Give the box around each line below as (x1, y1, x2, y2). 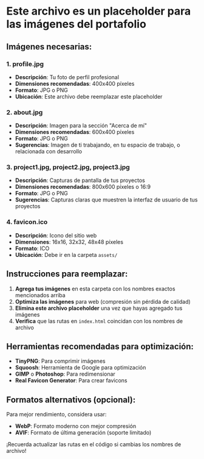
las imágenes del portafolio (6, 17, 147, 31)
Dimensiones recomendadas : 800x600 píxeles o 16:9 (15, 183, 151, 191)
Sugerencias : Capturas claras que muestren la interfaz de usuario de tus (15, 196, 198, 203)
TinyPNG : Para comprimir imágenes (15, 357, 106, 365)
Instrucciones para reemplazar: (6, 269, 128, 279)
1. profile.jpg (6, 60, 44, 68)
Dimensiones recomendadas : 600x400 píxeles (15, 128, 135, 136)
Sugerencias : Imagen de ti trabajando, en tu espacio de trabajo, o (15, 141, 180, 149)
